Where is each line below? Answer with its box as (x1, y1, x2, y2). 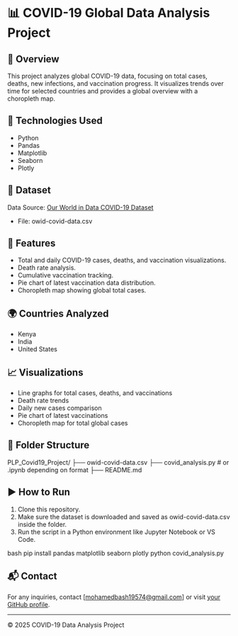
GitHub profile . (7, 600, 50, 608)
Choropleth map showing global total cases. (17, 286, 147, 295)
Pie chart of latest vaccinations (17, 411, 108, 420)
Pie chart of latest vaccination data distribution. (17, 278, 156, 287)
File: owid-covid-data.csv (17, 217, 93, 225)
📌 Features (7, 237, 56, 249)
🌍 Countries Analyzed (7, 307, 109, 319)
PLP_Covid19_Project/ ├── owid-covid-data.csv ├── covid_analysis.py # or (7, 458, 229, 467)
